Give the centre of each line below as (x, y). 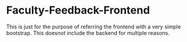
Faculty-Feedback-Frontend (78, 10)
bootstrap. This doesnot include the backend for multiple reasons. (88, 33)
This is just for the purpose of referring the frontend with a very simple (94, 27)
